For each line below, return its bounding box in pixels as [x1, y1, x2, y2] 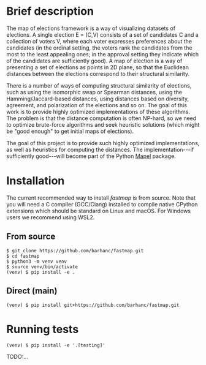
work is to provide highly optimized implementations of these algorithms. [6, 108, 191, 115]
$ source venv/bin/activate [6, 263, 78, 270]
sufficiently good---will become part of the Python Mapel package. [6, 152, 176, 160]
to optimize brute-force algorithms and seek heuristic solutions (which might [6, 121, 200, 128]
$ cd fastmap [6, 253, 40, 259]
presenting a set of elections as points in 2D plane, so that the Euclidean [6, 63, 189, 71]
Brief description [6, 4, 94, 18]
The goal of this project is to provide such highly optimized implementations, [6, 139, 200, 146]
